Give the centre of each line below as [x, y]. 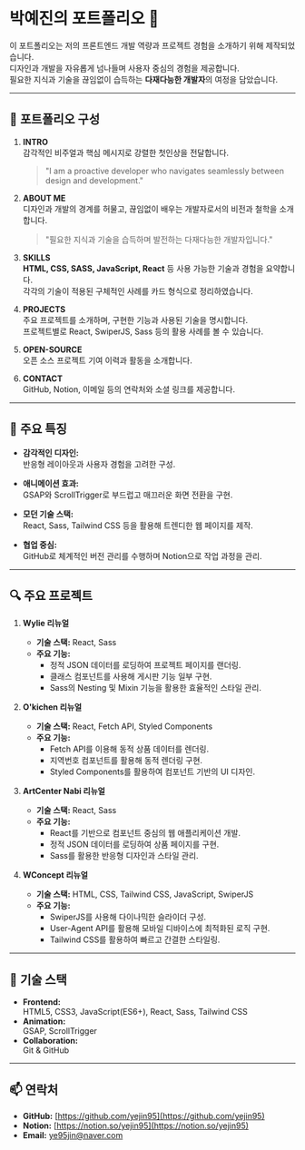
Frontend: [41, 1002]
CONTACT [43, 378]
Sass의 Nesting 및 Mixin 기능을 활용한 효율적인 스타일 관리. [155, 688]
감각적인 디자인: [50, 452]
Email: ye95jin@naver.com [73, 1135]
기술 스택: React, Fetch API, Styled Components [124, 726]
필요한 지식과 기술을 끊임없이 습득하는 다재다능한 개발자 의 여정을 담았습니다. [144, 79]
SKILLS [36, 257]
